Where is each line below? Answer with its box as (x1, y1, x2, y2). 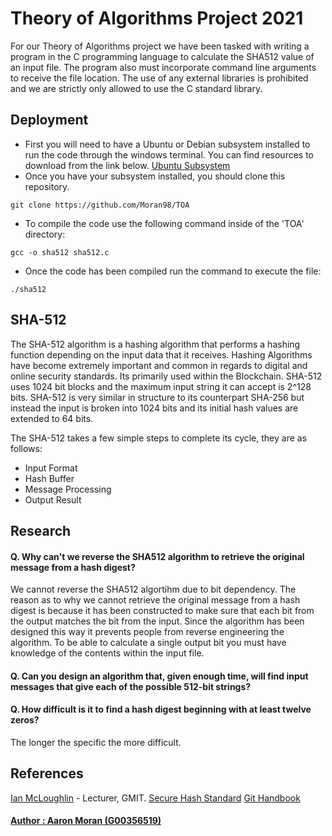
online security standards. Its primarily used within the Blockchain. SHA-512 (10, 370, 323, 382)
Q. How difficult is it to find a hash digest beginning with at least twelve (10, 703, 312, 716)
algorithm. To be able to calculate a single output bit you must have (10, 637, 287, 649)
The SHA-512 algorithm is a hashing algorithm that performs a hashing (10, 338, 301, 350)
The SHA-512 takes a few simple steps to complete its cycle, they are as (10, 432, 308, 444)
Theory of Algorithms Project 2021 (10, 7, 304, 30)
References (10, 765, 84, 782)
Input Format (24, 462, 78, 474)
